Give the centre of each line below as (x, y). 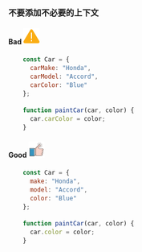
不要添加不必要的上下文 (53, 12)
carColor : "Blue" (59, 85)
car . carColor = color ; (67, 119)
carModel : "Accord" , (64, 76)
